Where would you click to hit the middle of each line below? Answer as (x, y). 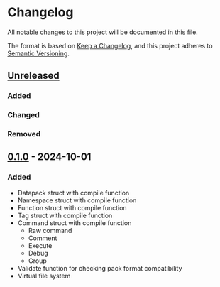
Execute (40, 245)
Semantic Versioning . (38, 53)
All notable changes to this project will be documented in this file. (103, 32)
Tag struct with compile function (65, 215)
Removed (24, 134)
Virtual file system (44, 276)
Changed (24, 115)
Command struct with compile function (75, 223)
